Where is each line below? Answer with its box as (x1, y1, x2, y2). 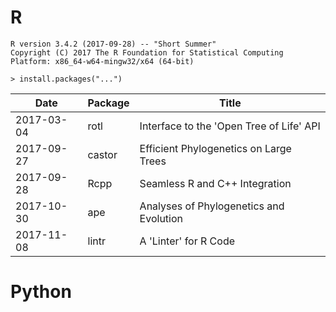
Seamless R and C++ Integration (139, 176, 292, 190)
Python (10, 281, 72, 303)
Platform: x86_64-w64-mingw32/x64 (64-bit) (10, 56, 195, 66)
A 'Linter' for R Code (139, 234, 236, 248)
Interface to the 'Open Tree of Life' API (139, 119, 321, 133)
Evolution (139, 211, 183, 225)
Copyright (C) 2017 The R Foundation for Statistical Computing (10, 47, 284, 58)
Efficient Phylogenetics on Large (139, 141, 292, 155)
